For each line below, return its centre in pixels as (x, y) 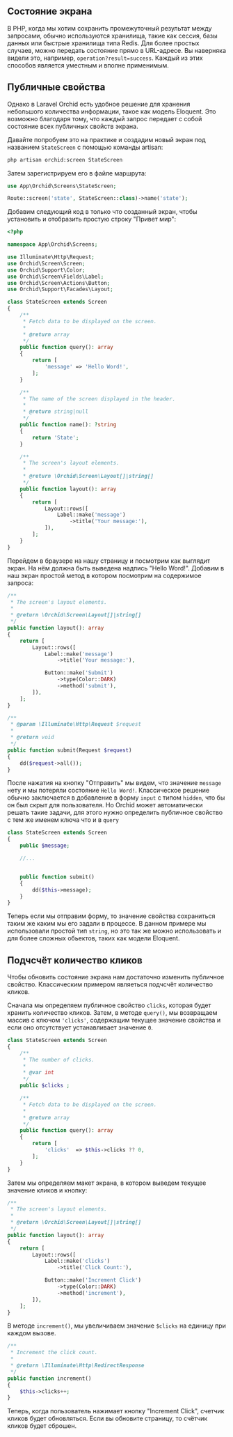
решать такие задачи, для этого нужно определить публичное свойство (115, 813)
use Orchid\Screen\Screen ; (46, 263)
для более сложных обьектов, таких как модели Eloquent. (94, 938)
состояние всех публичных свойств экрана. (73, 126)
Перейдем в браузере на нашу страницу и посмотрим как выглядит (109, 561)
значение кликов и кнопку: (47, 1190)
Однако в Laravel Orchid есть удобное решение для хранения (99, 104)
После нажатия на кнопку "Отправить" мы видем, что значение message (114, 783)
